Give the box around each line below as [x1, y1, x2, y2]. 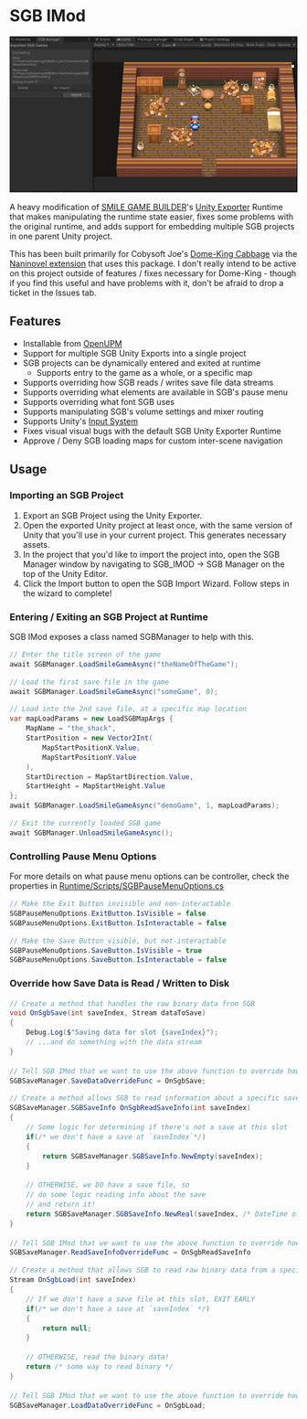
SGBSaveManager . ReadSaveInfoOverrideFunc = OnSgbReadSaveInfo [9, 1248, 251, 1257]
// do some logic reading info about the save [26, 1190, 206, 1200]
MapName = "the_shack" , [26, 724, 117, 733]
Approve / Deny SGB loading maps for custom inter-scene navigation [22, 435, 283, 446]
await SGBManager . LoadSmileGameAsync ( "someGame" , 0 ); [9, 687, 219, 696]
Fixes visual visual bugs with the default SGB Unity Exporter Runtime [22, 425, 281, 436]
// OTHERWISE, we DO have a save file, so [26, 1180, 190, 1190]
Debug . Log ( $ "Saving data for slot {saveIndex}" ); [26, 1028, 219, 1038]
